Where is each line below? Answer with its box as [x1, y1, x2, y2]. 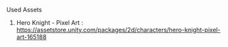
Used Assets [6, 6, 42, 13]
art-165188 [16, 33, 47, 41]
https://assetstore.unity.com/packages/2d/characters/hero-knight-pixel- [16, 26, 221, 34]
